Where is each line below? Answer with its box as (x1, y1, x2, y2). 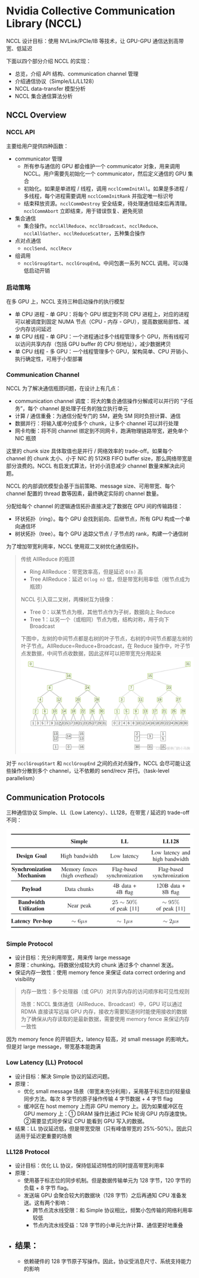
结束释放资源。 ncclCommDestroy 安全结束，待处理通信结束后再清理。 (23, 200, 190, 207)
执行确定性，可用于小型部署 (14, 355, 83, 362)
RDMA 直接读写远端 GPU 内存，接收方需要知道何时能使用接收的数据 (20, 1008, 187, 1015)
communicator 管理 (14, 155, 62, 162)
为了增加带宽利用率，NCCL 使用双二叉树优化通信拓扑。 (6, 543, 142, 550)
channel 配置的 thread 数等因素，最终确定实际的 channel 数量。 (6, 490, 162, 497)
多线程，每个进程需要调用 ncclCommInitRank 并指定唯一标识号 (23, 192, 174, 199)
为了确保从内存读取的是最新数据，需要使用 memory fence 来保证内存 (20, 1016, 190, 1023)
